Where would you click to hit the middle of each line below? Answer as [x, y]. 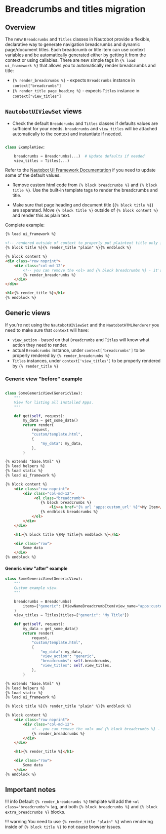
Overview [21, 27]
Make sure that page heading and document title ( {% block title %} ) [83, 205]
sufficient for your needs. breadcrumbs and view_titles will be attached [84, 128]
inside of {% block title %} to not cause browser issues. [63, 827]
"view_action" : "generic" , [68, 656]
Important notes [30, 790]
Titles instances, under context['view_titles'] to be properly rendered [86, 360]
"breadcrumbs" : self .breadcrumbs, [76, 661]
